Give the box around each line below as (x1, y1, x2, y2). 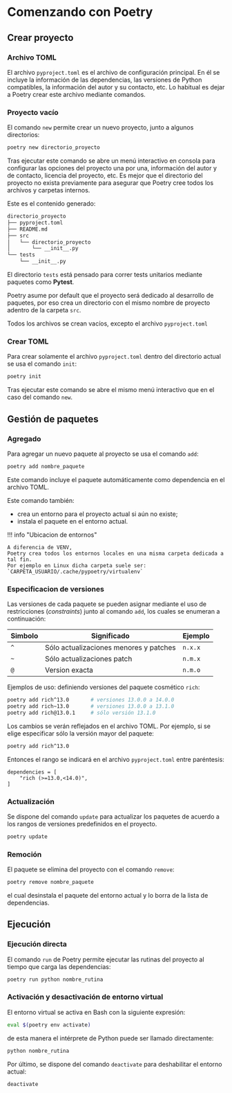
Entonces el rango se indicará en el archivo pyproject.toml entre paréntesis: (7, 755, 224, 763)
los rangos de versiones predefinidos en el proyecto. (7, 819, 157, 828)
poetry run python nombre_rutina (7, 976, 104, 983)
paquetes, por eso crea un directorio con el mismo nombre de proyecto (7, 299, 211, 307)
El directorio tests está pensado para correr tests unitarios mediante (7, 271, 202, 279)
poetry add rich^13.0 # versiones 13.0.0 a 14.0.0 (7, 697, 175, 704)
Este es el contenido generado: (7, 199, 96, 208)
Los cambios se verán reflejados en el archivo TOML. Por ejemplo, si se (7, 722, 211, 730)
